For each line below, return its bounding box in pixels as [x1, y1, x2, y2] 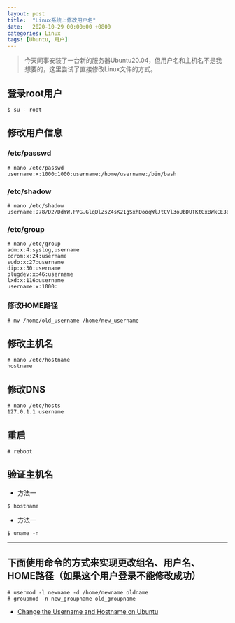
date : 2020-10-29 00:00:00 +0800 [7, 23, 111, 30]
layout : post [7, 10, 45, 17]
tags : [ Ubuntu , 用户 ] [7, 36, 69, 43]
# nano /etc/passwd [7, 164, 64, 171]
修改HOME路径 [7, 301, 58, 311]
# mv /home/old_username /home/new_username [7, 317, 139, 324]
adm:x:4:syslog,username [7, 247, 80, 254]
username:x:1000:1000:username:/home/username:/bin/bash [7, 170, 177, 177]
